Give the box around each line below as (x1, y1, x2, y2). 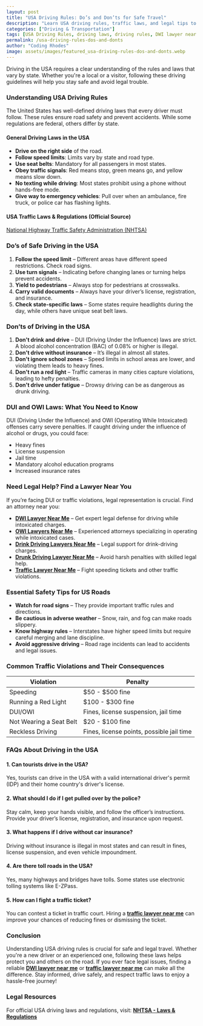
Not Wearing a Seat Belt (9, 718, 78, 726)
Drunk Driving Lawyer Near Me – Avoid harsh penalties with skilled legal (15, 553, 197, 560)
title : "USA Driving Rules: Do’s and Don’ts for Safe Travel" (6, 15, 167, 21)
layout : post (6, 9, 39, 15)
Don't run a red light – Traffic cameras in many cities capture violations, (15, 368, 195, 376)
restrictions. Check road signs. (15, 262, 92, 269)
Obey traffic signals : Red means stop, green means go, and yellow (15, 167, 183, 174)
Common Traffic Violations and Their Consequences (6, 662, 165, 670)
